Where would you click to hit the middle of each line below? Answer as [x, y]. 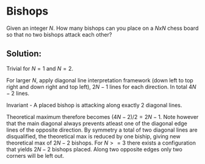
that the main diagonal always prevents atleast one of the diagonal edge [97, 123]
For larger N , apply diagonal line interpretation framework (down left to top [100, 80]
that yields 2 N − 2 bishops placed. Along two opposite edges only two [95, 149]
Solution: [24, 54]
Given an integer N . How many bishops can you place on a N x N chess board [103, 28]
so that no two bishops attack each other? [59, 34]
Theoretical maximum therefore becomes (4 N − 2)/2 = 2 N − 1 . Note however [103, 116]
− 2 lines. [18, 93]
